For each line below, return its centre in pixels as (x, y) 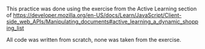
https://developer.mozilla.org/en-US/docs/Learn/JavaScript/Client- (97, 15)
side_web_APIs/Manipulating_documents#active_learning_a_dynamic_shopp (102, 21)
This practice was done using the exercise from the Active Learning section (102, 9)
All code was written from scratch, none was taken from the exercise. (94, 40)
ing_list (15, 28)
